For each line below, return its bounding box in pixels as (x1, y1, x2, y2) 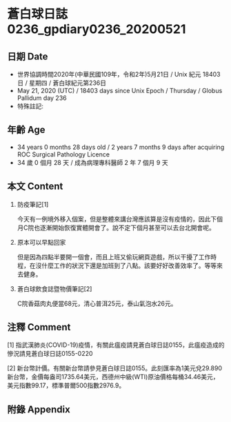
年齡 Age (7, 124, 46, 136)
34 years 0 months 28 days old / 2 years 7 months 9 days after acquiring (17, 143, 225, 151)
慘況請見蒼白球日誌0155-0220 (7, 350, 93, 358)
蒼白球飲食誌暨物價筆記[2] (17, 284, 92, 293)
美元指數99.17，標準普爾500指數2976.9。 (7, 381, 125, 390)
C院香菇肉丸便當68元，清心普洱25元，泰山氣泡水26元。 (17, 299, 177, 308)
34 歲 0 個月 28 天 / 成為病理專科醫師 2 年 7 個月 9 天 (17, 158, 168, 166)
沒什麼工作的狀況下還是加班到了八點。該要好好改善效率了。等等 (35, 261, 217, 270)
